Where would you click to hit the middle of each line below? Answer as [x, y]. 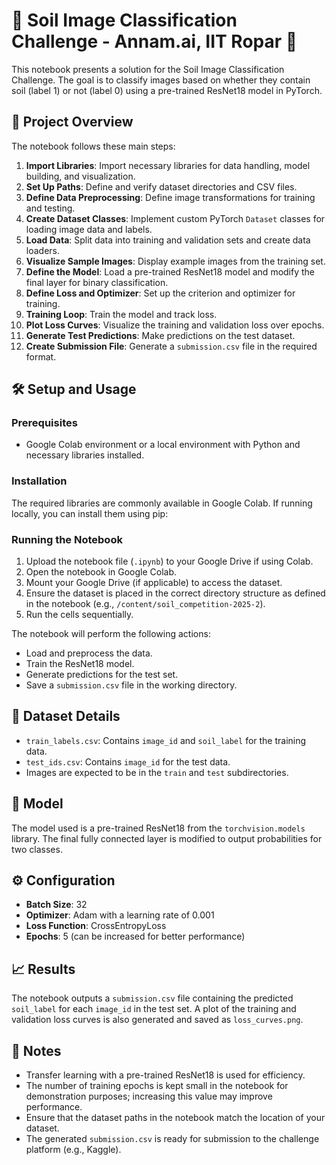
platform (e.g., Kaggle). [73, 1150]
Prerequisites [44, 423]
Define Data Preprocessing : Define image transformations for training [170, 197]
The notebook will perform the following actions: [111, 634]
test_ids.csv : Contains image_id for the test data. [128, 761]
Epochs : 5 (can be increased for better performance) [135, 936]
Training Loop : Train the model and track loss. [121, 314]
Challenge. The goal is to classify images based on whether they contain [161, 80]
